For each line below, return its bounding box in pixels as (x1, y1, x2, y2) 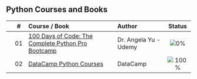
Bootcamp (28, 46, 57, 54)
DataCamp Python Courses (28, 60, 104, 68)
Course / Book (28, 22, 69, 30)
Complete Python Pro (28, 39, 87, 47)
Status (168, 22, 188, 30)
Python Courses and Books (6, 5, 108, 15)
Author (117, 22, 138, 30)
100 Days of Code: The (28, 32, 93, 40)
